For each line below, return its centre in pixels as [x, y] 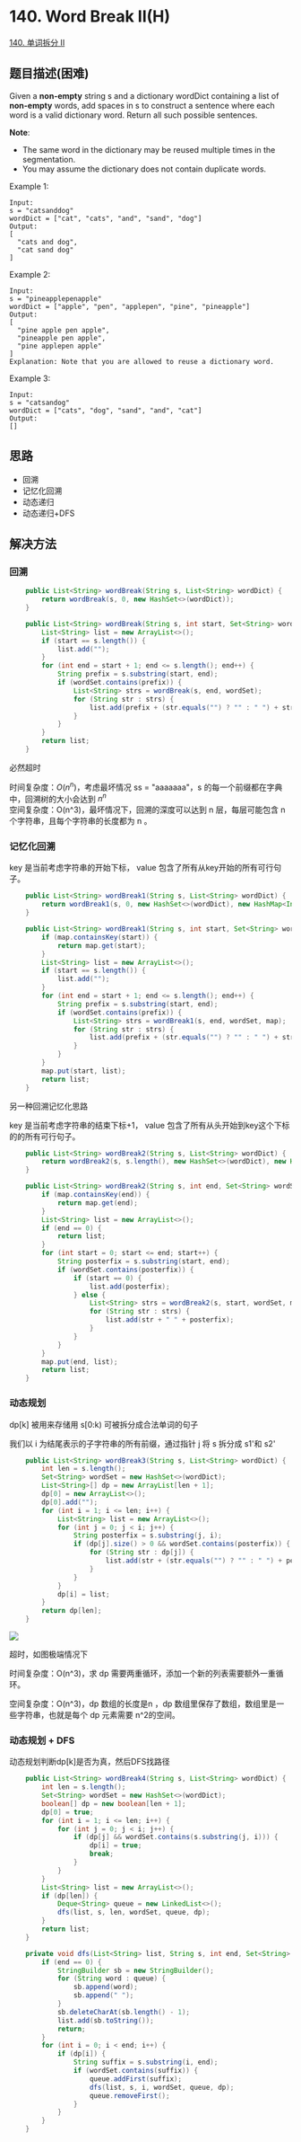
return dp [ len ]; [72, 1611]
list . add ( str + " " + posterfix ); [170, 1320]
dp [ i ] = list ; [83, 1594]
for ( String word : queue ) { [112, 1978]
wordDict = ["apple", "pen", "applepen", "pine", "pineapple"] [130, 306]
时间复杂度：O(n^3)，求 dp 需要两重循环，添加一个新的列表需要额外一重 [142, 1674]
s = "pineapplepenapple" [56, 298]
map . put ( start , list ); [84, 1071]
